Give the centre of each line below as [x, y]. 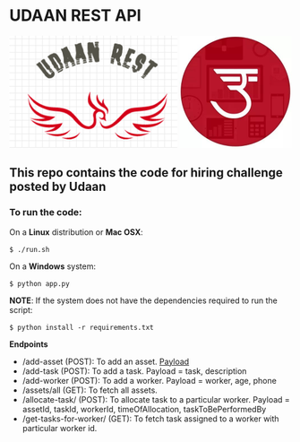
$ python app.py [39, 283]
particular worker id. [60, 428]
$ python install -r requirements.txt [81, 327]
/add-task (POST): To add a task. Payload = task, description [134, 371]
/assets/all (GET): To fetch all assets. [90, 390]
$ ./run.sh [30, 249]
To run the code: [46, 212]
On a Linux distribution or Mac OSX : [76, 232]
